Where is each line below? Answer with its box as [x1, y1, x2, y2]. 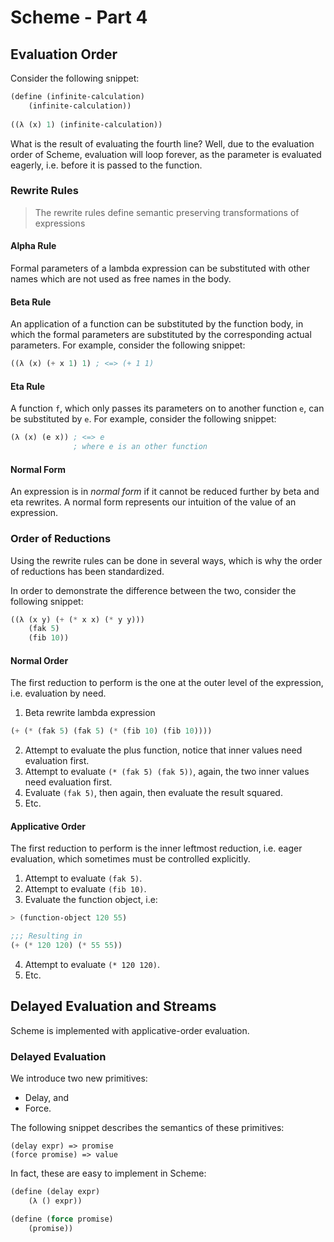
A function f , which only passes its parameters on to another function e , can [10, 402, 325, 415]
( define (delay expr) [10, 1187, 101, 1197]
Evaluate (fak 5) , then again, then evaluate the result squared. [24, 787, 283, 799]
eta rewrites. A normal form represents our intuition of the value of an [10, 496, 297, 508]
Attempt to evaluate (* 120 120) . [24, 959, 160, 971]
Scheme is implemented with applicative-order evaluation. [10, 1024, 250, 1036]
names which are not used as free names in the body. [10, 273, 232, 285]
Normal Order [10, 654, 69, 666]
